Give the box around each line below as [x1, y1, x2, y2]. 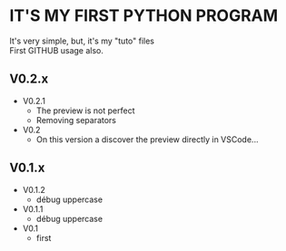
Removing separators [35, 114, 116, 125]
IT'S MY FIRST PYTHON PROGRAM [9, 5, 279, 26]
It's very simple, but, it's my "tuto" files [9, 35, 155, 46]
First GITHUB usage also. [9, 44, 104, 55]
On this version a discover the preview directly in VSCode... [35, 133, 259, 145]
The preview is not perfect [35, 105, 135, 116]
